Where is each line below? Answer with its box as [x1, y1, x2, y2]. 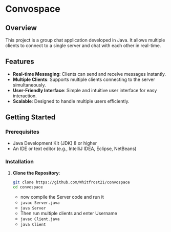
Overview [5, 24, 37, 32]
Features [5, 57, 34, 66]
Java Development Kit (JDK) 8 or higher [12, 140, 97, 146]
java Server [20, 205, 46, 210]
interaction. [12, 93, 37, 99]
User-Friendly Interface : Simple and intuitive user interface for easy [12, 87, 157, 93]
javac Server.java [20, 200, 60, 205]
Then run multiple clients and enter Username [20, 210, 118, 216]
